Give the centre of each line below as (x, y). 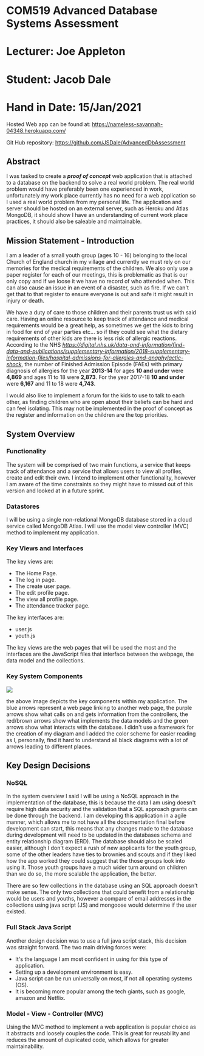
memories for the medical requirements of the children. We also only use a (100, 268)
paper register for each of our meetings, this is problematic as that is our (97, 275)
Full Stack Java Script (39, 927)
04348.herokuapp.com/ (36, 130)
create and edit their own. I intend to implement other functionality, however (101, 477)
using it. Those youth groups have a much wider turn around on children (97, 867)
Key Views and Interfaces (45, 548)
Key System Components (45, 676)
